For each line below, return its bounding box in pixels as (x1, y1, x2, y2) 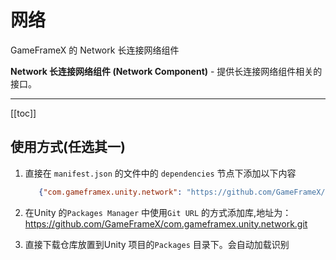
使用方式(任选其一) (10, 139, 126, 156)
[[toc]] (10, 107, 37, 119)
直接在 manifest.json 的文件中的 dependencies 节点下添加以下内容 (24, 167, 297, 179)
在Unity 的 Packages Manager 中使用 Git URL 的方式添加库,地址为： (24, 206, 292, 218)
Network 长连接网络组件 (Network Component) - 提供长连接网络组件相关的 (10, 65, 323, 77)
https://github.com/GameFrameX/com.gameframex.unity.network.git (24, 217, 308, 230)
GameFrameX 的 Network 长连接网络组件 (10, 44, 180, 56)
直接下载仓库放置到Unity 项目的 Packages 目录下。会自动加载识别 (24, 238, 290, 250)
